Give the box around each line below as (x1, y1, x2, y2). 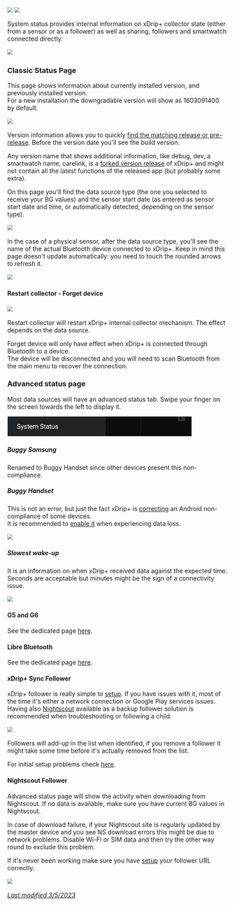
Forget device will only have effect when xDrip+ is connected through (7, 339, 208, 348)
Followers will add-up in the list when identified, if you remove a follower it (7, 739, 221, 748)
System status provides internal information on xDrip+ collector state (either (7, 20, 226, 28)
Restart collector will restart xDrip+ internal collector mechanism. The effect (7, 318, 226, 327)
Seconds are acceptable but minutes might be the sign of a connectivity (7, 573, 214, 583)
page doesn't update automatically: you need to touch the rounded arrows (7, 252, 221, 260)
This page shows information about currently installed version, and (7, 81, 200, 90)
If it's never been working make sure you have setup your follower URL (7, 856, 212, 865)
